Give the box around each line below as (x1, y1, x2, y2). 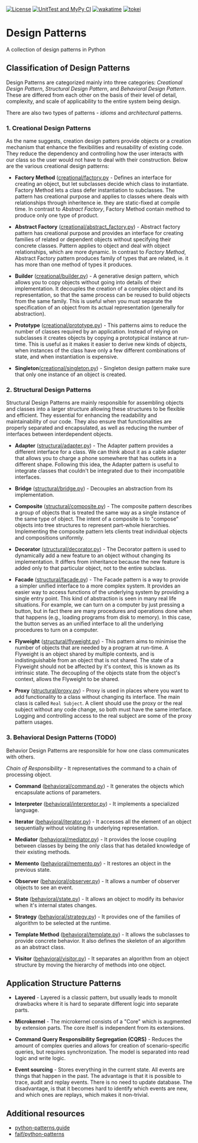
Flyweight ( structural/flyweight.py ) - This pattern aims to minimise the (14, 638, 186, 645)
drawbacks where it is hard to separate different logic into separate (14, 1000, 178, 1007)
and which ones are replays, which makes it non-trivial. (14, 1091, 150, 1099)
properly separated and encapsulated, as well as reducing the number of (6, 424, 184, 432)
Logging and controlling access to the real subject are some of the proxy (14, 712, 192, 720)
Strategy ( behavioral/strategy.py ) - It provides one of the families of (14, 913, 181, 920)
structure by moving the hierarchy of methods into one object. (14, 961, 167, 968)
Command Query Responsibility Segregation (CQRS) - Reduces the (14, 1036, 183, 1043)
